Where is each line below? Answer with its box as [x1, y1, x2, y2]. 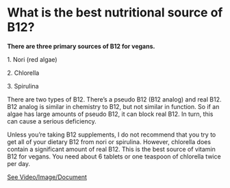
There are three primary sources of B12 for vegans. [7, 42, 155, 50]
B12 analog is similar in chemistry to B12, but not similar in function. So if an [7, 102, 220, 110]
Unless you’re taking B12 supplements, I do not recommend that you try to [7, 130, 216, 139]
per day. [7, 159, 31, 167]
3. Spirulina [7, 82, 39, 90]
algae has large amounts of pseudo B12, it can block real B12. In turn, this [7, 110, 214, 118]
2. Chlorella [7, 69, 40, 77]
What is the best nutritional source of [7, 5, 223, 21]
